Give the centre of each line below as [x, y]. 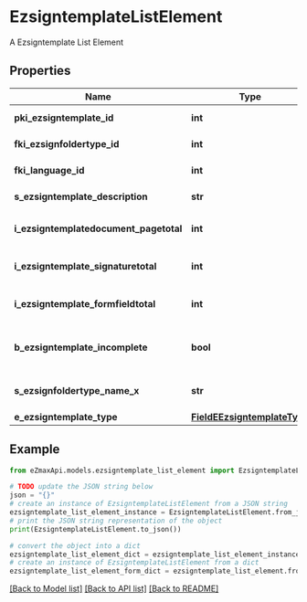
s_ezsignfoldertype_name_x [77, 390]
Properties [40, 71]
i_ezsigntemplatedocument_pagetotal [98, 228]
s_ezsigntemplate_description [81, 196]
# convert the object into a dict [75, 545]
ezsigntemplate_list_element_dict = [79, 554]
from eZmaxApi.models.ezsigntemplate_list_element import [122, 470]
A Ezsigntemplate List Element [67, 42]
